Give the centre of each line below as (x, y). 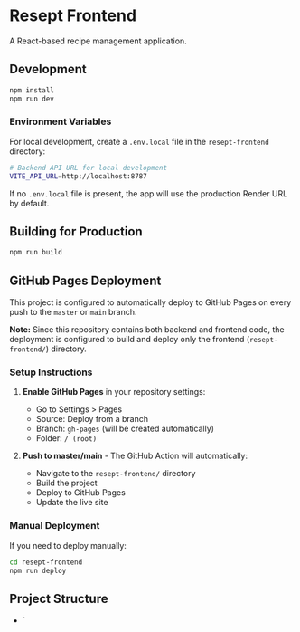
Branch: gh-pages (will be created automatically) (125, 429)
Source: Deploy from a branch (92, 419)
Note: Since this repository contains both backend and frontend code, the (147, 330)
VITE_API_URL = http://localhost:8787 (78, 176)
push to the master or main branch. (73, 312)
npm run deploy (38, 570)
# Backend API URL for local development (89, 168)
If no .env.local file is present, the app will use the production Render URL (149, 193)
